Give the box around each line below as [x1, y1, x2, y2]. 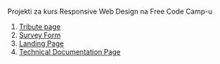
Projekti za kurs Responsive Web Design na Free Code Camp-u [7, 7, 213, 16]
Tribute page [18, 22, 61, 31]
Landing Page [18, 39, 65, 48]
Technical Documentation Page [18, 47, 121, 56]
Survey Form [18, 31, 61, 40]
